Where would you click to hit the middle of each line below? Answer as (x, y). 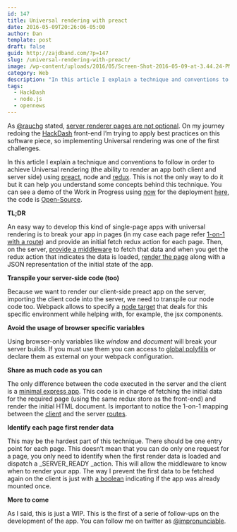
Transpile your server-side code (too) (63, 278)
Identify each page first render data (61, 427)
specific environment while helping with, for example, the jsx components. (115, 314)
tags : (15, 86)
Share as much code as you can (55, 370)
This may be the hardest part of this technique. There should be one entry (115, 441)
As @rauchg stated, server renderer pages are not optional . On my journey (116, 126)
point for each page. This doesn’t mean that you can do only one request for (118, 448)
